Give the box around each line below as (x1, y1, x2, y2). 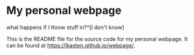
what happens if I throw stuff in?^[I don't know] (6, 24, 125, 31)
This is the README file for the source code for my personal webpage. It (6, 35, 188, 42)
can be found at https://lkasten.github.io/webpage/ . (6, 42, 136, 49)
